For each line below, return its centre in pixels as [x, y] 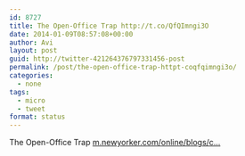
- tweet [32, 109]
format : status [37, 117]
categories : [31, 76]
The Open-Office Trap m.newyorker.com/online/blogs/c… [115, 143]
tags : [19, 92]
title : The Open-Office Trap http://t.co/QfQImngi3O [109, 26]
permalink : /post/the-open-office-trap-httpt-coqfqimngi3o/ [123, 68]
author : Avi [31, 42]
